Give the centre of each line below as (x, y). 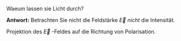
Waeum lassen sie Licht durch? (45, 9)
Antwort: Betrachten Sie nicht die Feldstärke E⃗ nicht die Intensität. (91, 20)
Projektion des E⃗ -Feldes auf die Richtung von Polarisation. (81, 31)
